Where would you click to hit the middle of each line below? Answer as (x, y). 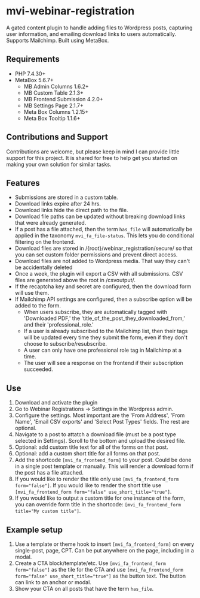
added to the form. (38, 306)
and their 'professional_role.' (59, 325)
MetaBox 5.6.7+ (34, 80)
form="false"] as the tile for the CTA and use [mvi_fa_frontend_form (99, 570)
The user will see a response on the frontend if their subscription (103, 363)
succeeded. (38, 369)
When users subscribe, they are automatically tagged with (95, 312)
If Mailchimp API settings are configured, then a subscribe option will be (103, 299)
